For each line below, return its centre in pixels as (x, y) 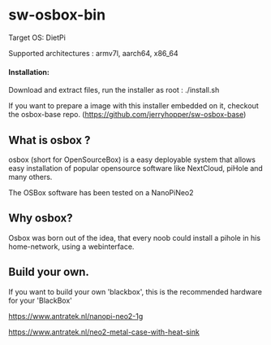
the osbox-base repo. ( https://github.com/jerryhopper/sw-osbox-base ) (127, 115)
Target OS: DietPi (37, 37)
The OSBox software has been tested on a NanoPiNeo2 (101, 192)
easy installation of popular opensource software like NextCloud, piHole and (136, 168)
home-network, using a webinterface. (71, 247)
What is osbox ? (49, 140)
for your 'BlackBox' (41, 300)
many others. (30, 177)
